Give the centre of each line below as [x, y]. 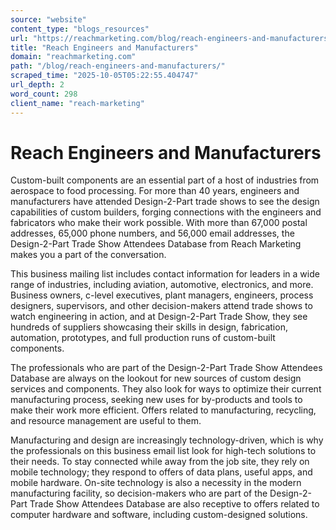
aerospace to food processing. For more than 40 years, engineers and [155, 191]
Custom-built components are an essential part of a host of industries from [165, 180]
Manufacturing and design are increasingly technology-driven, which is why [167, 440]
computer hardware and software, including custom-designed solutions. [159, 515]
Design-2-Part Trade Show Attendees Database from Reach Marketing [156, 244]
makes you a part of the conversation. [88, 255]
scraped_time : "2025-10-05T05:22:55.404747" [104, 76]
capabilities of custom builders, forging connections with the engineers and [166, 212]
